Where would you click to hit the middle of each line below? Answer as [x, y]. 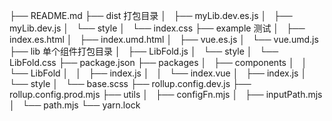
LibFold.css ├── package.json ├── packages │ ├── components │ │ [158, 62]
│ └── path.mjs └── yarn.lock [75, 105]
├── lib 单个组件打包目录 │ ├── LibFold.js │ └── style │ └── [144, 51]
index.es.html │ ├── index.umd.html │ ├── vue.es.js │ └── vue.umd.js [164, 39]
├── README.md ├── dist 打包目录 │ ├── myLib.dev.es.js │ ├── [151, 15]
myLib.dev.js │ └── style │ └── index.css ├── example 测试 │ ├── [157, 28]
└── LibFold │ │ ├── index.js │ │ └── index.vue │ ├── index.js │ [158, 73]
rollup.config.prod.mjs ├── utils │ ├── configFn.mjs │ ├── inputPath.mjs [166, 94]
